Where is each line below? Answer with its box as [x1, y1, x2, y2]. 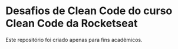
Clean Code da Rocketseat [5, 17, 138, 30]
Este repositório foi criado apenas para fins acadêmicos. [5, 36, 143, 43]
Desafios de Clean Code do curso [5, 4, 173, 18]
